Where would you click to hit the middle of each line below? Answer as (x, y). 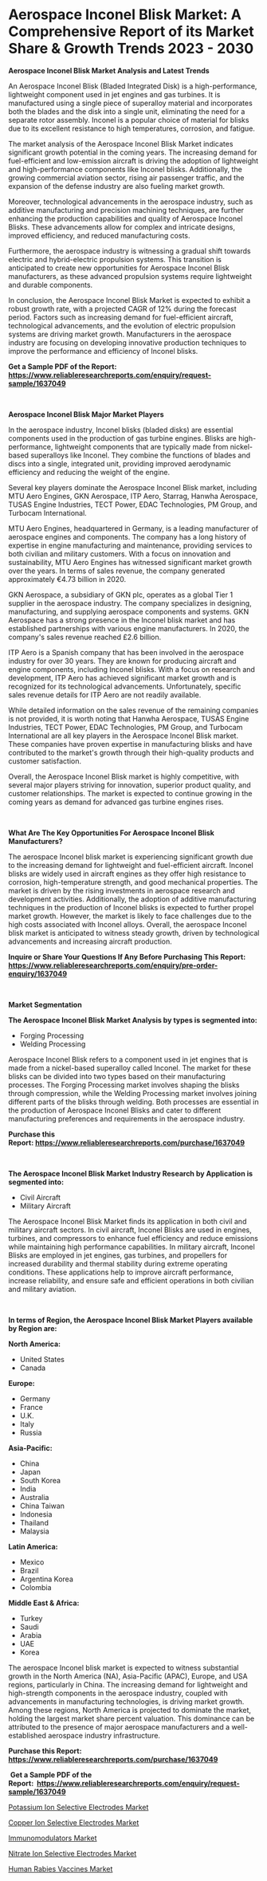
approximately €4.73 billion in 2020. (67, 579)
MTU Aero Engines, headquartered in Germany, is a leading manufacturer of (133, 528)
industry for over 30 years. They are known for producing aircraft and (122, 661)
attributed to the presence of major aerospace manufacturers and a (119, 1726)
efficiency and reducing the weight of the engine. (89, 472)
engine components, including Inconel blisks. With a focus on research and (132, 669)
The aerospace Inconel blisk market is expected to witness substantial (124, 1667)
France (31, 1407)
